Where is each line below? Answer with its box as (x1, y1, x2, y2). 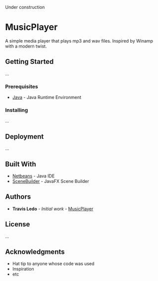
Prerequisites (5, 83, 38, 90)
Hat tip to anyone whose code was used (12, 261, 95, 267)
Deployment (5, 132, 44, 141)
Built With (5, 160, 36, 168)
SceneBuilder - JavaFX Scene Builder (12, 178, 89, 184)
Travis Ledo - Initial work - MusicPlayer (12, 206, 94, 212)
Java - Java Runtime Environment (12, 94, 82, 101)
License (5, 220, 30, 228)
